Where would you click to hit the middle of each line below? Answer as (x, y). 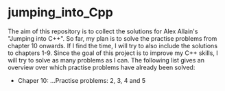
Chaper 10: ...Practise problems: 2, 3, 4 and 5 (82, 80)
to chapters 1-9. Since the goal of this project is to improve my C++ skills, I (113, 53)
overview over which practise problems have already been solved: (102, 67)
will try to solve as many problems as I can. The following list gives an (106, 60)
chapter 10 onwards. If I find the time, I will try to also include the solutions (113, 45)
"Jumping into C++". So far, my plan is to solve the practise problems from (113, 38)
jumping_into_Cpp (61, 13)
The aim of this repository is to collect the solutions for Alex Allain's (103, 31)
